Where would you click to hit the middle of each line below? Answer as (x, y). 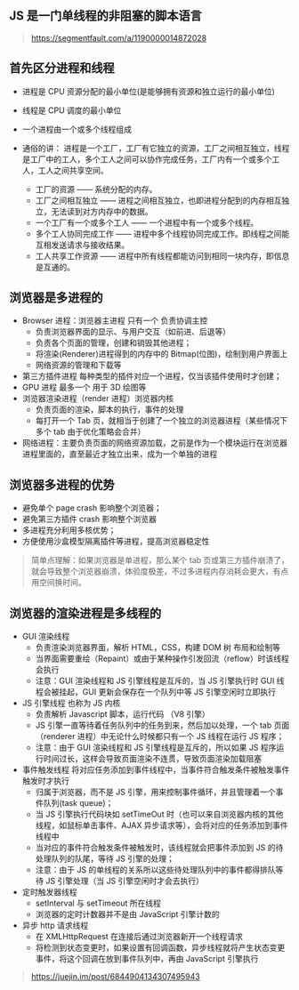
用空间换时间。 (58, 583)
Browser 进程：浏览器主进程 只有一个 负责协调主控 (115, 321)
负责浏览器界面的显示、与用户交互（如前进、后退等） (133, 332)
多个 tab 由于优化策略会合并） (90, 432)
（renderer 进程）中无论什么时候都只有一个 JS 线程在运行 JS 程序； (160, 736)
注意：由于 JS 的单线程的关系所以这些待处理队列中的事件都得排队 (155, 870)
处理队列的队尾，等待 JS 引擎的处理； (105, 859)
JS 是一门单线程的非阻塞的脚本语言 (105, 16)
